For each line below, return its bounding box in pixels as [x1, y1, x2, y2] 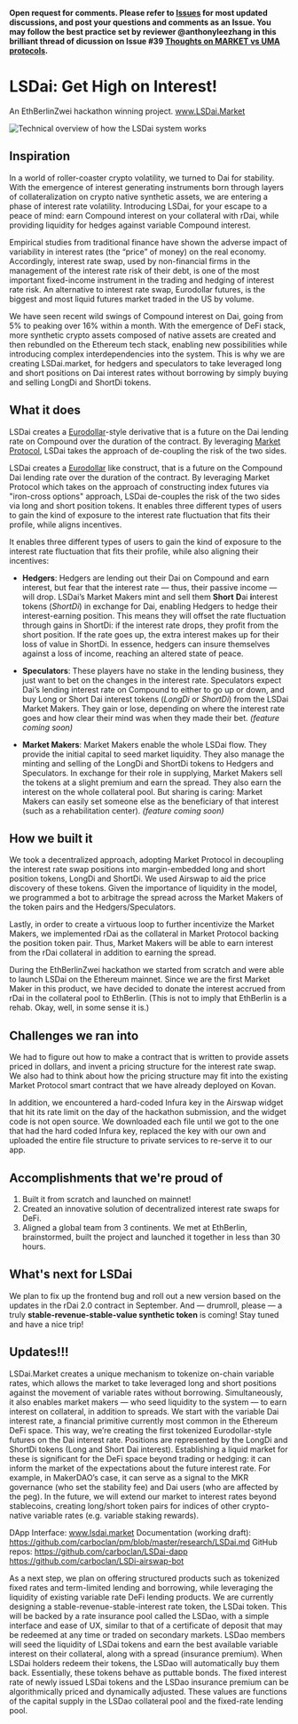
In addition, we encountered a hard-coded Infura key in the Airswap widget [9, 1097, 284, 1108]
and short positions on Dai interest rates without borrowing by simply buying [9, 367, 288, 378]
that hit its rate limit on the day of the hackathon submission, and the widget [9, 1107, 286, 1118]
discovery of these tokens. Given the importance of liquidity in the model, [9, 883, 278, 894]
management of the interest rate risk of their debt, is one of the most [9, 265, 260, 276]
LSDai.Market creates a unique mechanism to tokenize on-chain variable [9, 1368, 275, 1379]
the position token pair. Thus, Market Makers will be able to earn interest [9, 938, 274, 949]
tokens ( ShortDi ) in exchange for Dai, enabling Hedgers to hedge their [21, 600, 278, 612]
